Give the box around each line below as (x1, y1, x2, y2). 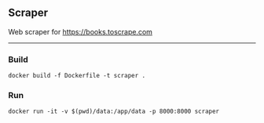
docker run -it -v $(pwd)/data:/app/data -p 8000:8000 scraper (8, 107, 220, 116)
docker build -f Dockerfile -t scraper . (8, 72, 146, 80)
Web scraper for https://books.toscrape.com (8, 27, 153, 36)
